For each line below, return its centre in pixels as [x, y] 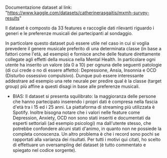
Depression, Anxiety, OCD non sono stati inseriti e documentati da [81, 118]
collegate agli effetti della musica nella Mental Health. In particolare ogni [80, 59]
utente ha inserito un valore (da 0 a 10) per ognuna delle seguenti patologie [83, 65]
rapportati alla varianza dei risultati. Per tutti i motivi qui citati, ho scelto [87, 139]
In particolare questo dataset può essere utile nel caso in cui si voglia [77, 43]
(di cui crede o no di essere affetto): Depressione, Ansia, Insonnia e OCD [81, 70]
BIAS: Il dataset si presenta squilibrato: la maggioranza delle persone [84, 96]
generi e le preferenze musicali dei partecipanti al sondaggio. [69, 33]
